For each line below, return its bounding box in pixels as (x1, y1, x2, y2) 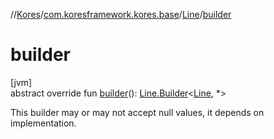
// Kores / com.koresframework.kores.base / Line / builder (10, 9, 232, 20)
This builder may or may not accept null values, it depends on (10, 106, 265, 118)
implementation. (10, 117, 77, 129)
